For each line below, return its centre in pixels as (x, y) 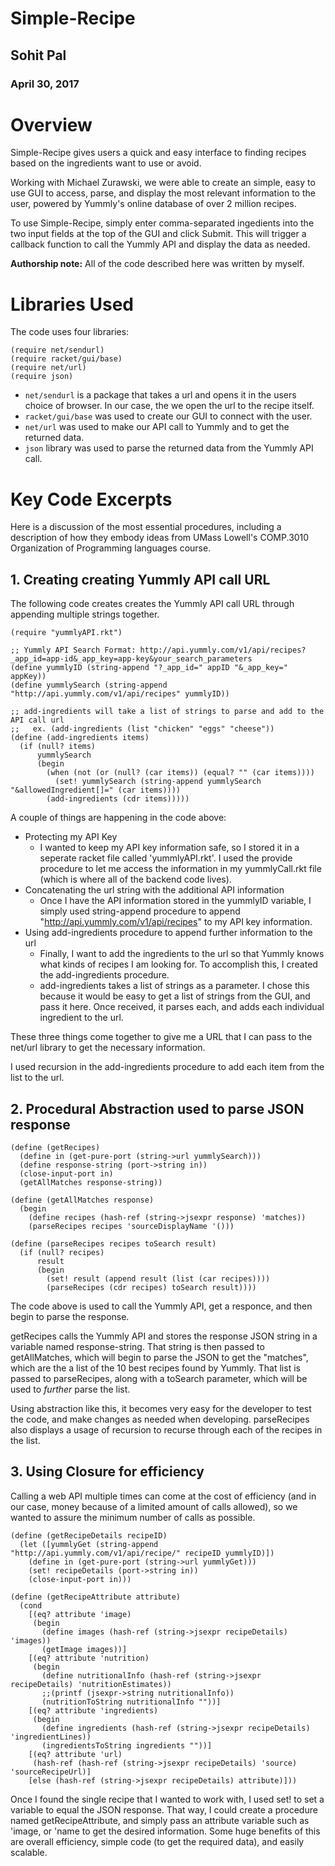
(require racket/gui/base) (66, 359)
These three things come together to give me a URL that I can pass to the (161, 1037)
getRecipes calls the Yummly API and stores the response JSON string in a (164, 1336)
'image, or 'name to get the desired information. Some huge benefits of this (165, 1831)
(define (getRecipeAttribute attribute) (96, 1597)
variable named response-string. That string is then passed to (137, 1346)
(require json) (42, 377)
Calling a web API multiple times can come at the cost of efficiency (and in (163, 1496)
